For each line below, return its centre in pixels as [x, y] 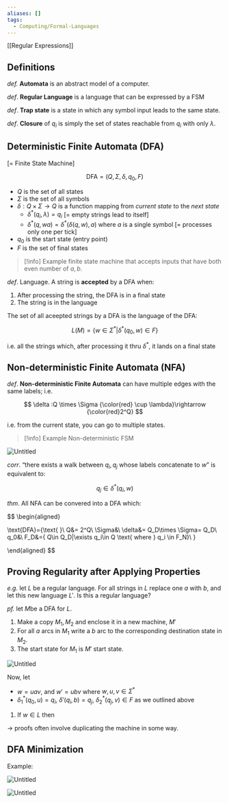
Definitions [31, 67]
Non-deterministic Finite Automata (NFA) [96, 368]
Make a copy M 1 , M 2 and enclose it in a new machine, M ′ [96, 623]
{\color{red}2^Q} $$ [115, 412]
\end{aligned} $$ [31, 550]
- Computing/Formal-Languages [56, 26]
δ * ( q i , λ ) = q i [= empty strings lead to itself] [88, 214]
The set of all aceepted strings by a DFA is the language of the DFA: [102, 315]
